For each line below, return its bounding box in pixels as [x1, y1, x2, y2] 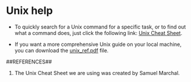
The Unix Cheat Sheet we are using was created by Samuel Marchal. [14, 69, 180, 76]
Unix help [6, 4, 53, 17]
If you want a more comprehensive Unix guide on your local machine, [14, 41, 182, 48]
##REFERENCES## [6, 58, 53, 65]
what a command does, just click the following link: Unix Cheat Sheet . [14, 29, 183, 36]
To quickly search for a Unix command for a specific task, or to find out [14, 23, 186, 30]
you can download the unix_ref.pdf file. [14, 47, 109, 54]
